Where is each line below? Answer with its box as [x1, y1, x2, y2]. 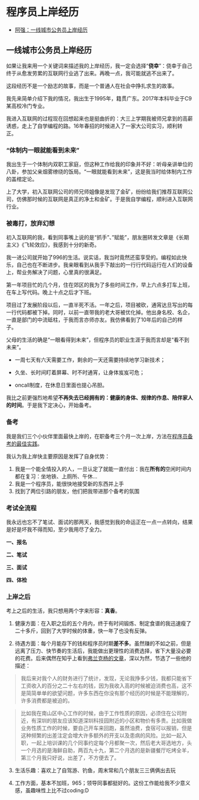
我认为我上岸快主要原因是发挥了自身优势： [6, 453, 110, 460]
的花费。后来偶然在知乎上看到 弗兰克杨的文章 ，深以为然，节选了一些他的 [14, 654, 191, 662]
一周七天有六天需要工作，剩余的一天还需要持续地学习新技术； [14, 356, 166, 363]
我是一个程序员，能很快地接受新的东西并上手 [14, 480, 124, 487]
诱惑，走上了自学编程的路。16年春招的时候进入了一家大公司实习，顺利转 [6, 122, 183, 129]
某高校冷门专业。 [6, 102, 48, 109]
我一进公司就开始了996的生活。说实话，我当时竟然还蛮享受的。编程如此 [6, 254, 182, 261]
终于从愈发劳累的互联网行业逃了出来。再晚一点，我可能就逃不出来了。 [6, 69, 178, 77]
